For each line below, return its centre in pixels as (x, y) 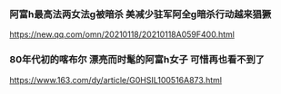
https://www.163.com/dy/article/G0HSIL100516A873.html (116, 80)
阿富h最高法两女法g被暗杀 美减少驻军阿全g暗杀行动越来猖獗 (140, 14)
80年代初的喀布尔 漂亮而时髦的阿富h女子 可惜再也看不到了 (137, 60)
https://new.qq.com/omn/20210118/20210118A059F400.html (122, 34)
